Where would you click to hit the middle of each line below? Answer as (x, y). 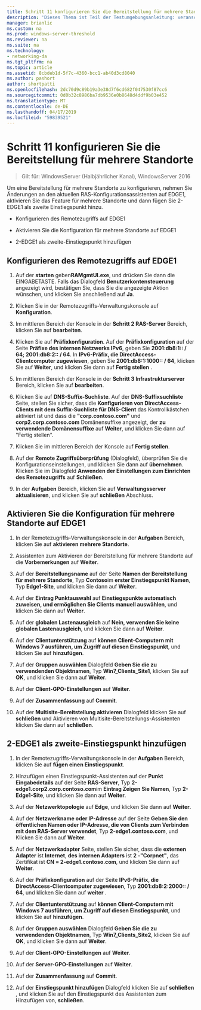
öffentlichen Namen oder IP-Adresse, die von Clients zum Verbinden (102, 824)
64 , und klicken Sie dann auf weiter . (61, 892)
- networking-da (27, 56)
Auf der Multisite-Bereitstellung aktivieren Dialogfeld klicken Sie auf (101, 712)
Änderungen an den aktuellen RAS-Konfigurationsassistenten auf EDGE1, (96, 195)
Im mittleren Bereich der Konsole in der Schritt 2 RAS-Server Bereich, (101, 324)
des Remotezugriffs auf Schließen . (59, 477)
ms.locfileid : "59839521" (39, 117)
